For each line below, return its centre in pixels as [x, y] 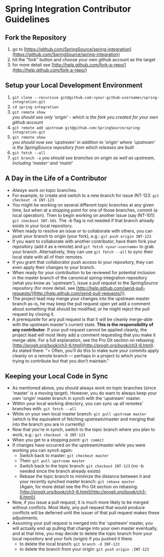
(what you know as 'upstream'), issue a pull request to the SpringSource [85, 283]
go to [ [19, 49]
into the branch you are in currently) [48, 424]
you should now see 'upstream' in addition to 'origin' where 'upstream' [84, 142]
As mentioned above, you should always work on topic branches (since [84, 388]
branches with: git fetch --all [44, 409]
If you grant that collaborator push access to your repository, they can [83, 262]
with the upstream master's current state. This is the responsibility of [83, 325]
